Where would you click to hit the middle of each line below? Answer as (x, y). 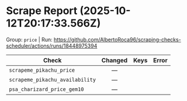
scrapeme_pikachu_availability (53, 80)
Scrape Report (42, 11)
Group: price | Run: (29, 39)
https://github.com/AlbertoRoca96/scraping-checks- (117, 39)
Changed (115, 60)
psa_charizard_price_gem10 (46, 89)
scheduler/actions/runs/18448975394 (52, 46)
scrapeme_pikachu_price (42, 70)
